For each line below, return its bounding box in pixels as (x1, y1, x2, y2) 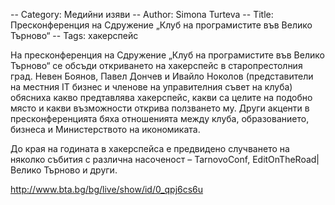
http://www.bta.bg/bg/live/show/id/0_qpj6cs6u (10, 184, 204, 195)
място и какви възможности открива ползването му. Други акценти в (10, 102, 310, 114)
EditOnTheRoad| (252, 154, 320, 165)
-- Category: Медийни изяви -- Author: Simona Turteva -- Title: (10, 9, 274, 20)
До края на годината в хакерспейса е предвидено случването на (10, 143, 290, 154)
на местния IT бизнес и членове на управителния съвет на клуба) (10, 81, 293, 93)
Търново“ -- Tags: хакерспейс (10, 30, 139, 41)
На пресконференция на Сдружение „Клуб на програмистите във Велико (10, 49, 325, 61)
